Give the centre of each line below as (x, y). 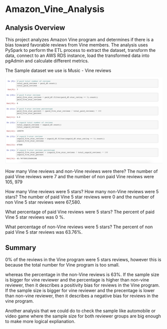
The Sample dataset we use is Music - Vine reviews (58, 70)
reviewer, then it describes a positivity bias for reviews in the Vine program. (83, 285)
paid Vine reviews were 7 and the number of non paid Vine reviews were (80, 176)
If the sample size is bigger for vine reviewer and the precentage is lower (80, 291)
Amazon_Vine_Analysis (55, 9)
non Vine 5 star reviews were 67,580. (43, 202)
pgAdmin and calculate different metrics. (47, 61)
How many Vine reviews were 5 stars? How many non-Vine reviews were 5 (82, 191)
